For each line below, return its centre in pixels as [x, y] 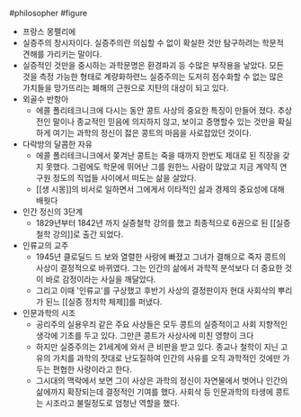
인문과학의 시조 [49, 313]
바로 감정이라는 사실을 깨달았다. [101, 279]
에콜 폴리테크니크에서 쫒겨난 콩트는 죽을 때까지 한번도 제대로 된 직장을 [158, 155]
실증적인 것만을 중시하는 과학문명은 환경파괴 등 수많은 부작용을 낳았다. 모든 [153, 65]
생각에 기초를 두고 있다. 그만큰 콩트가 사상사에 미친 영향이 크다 [145, 335]
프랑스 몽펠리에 [49, 32]
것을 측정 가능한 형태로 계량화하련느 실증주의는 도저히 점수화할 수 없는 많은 [153, 77]
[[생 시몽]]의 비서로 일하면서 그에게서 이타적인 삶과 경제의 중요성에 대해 [160, 189]
